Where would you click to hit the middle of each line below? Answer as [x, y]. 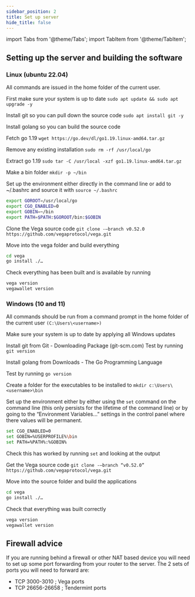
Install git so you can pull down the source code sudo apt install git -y [95, 115]
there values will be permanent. [44, 420]
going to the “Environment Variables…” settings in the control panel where [95, 414]
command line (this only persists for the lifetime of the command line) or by [97, 408]
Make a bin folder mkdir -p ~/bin [46, 173]
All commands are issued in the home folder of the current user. [83, 87]
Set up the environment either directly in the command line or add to [89, 184]
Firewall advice [34, 543]
